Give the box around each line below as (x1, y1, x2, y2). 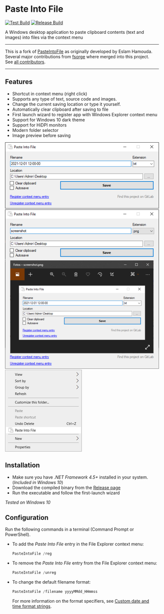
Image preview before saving (12, 132, 71, 138)
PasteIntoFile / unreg (12, 570, 56, 575)
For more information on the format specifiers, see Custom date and (12, 598, 149, 604)
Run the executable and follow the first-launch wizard (12, 489, 120, 496)
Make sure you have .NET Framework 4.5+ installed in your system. (12, 474, 148, 480)
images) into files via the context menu (5, 34, 83, 40)
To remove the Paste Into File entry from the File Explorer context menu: (12, 560, 157, 566)
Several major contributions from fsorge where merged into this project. (5, 53, 150, 59)
